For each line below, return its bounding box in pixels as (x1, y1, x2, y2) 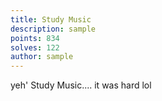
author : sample (10, 52, 74, 62)
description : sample (10, 24, 97, 34)
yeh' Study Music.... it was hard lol (10, 79, 152, 91)
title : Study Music (10, 14, 92, 25)
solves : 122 (10, 42, 60, 53)
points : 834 (10, 33, 60, 43)
